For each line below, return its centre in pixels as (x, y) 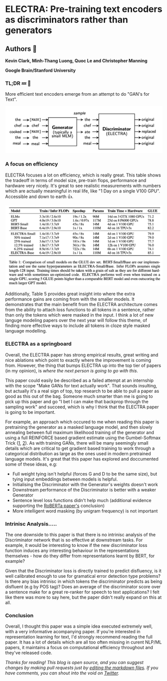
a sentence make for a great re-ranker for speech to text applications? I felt (82, 592)
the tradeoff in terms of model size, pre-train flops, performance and (76, 180)
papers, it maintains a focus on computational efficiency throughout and (79, 648)
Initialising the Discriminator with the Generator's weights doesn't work (85, 484)
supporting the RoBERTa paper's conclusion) (58, 506)
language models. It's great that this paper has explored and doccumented (82, 459)
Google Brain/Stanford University (40, 70)
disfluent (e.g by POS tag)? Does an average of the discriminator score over (83, 586)
